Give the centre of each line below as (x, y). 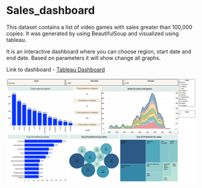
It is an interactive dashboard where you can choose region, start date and (99, 51)
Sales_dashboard (51, 11)
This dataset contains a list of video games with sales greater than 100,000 (99, 27)
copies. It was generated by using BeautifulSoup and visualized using (93, 33)
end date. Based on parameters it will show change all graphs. (84, 58)
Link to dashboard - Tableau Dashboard (56, 69)
